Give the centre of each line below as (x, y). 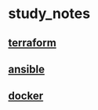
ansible (27, 69)
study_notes (49, 14)
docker (26, 96)
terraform (32, 43)
